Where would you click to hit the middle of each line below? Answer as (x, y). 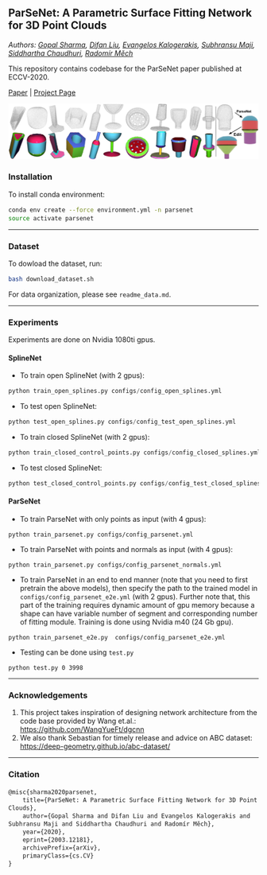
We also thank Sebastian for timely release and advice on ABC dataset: (136, 738)
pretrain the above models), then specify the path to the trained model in (139, 588)
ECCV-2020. (29, 77)
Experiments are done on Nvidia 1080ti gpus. (82, 340)
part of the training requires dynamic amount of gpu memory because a (137, 605)
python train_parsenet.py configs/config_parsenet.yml (101, 535)
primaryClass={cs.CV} (58, 856)
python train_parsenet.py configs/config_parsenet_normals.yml (115, 565)
